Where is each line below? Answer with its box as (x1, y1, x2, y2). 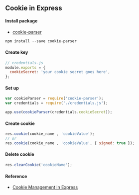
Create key (5, 49, 28, 55)
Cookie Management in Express (12, 184, 78, 191)
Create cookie (5, 120, 35, 126)
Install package (5, 17, 38, 24)
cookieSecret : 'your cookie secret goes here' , (9, 70, 111, 75)
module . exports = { (5, 65, 46, 70)
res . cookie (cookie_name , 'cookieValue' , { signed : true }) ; (5, 140, 135, 146)
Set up (5, 85, 19, 91)
